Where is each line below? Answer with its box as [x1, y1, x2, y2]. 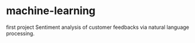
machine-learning [6, 4, 96, 18]
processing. [6, 29, 35, 37]
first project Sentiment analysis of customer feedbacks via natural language [6, 24, 190, 31]
